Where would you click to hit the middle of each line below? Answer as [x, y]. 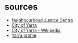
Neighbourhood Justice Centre [42, 20]
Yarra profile [24, 35]
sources [21, 7]
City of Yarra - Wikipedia [36, 30]
